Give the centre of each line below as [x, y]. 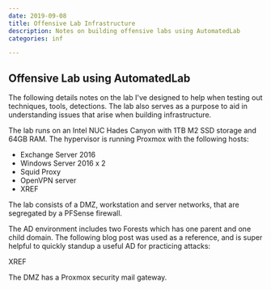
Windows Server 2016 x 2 [63, 163]
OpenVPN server [48, 181]
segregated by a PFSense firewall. [66, 213]
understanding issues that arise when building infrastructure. [110, 115]
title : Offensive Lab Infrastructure [72, 23]
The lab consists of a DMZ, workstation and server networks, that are [124, 205]
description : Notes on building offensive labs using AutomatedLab [125, 31]
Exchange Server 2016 [57, 155]
